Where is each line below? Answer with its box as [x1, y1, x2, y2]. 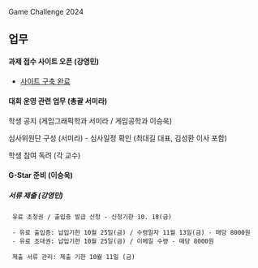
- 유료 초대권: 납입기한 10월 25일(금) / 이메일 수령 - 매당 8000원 [11, 237, 214, 246]
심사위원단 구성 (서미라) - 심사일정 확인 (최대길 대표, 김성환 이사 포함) [8, 133, 227, 143]
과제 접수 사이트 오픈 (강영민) [8, 56, 100, 66]
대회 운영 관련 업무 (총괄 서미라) [8, 97, 108, 106]
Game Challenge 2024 [8, 7, 84, 16]
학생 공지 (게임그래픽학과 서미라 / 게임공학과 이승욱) [8, 115, 173, 125]
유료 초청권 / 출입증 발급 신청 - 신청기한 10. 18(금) [11, 213, 172, 222]
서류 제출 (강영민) [8, 190, 63, 200]
